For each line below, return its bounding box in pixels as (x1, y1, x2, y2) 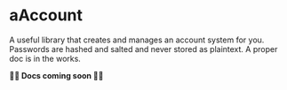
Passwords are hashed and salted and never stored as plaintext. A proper (9, 43, 278, 54)
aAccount (9, 5, 83, 26)
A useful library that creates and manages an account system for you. (9, 34, 265, 45)
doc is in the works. (9, 53, 82, 64)
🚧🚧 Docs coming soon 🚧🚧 (9, 70, 104, 80)
